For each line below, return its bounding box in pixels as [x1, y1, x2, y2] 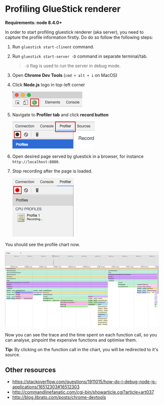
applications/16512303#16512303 [12, 384, 80, 390]
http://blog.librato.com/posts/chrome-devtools [12, 394, 106, 400]
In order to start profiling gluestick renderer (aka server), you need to [5, 29, 144, 35]
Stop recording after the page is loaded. [12, 168, 93, 174]
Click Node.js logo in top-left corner [12, 82, 85, 88]
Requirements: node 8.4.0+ [5, 20, 62, 25]
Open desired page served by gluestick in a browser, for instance [12, 153, 144, 159]
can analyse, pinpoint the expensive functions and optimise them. [5, 337, 138, 343]
